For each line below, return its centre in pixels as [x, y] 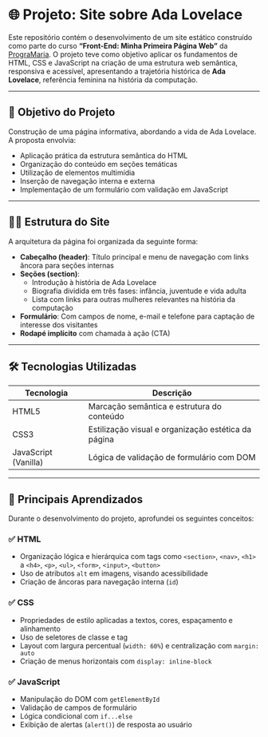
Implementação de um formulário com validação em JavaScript [124, 189]
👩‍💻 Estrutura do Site [59, 222]
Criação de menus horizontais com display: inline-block [116, 661]
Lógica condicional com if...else [76, 716]
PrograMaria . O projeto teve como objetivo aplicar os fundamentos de [123, 54]
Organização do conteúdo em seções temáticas [99, 164]
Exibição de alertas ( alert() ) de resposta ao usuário [106, 725]
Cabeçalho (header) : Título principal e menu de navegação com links [134, 256]
